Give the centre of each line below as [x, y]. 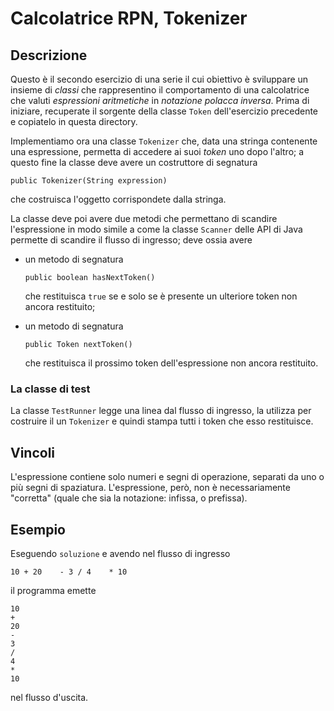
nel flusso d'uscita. [49, 697]
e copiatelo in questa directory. [74, 121]
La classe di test [50, 389]
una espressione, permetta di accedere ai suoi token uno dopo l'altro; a [157, 151]
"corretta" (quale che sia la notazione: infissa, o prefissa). [129, 498]
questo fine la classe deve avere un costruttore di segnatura [134, 162]
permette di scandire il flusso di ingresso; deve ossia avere [131, 240]
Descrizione [49, 55]
